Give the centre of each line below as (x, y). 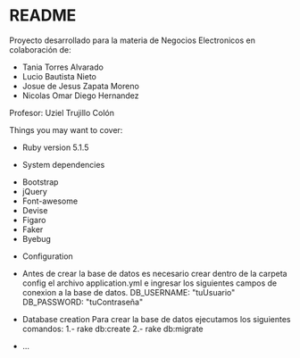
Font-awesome (50, 201)
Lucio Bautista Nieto (59, 76)
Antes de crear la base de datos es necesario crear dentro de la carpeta (154, 273)
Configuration (47, 256)
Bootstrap (40, 182)
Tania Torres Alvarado (63, 67)
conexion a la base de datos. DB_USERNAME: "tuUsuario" (129, 292)
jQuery (34, 191)
